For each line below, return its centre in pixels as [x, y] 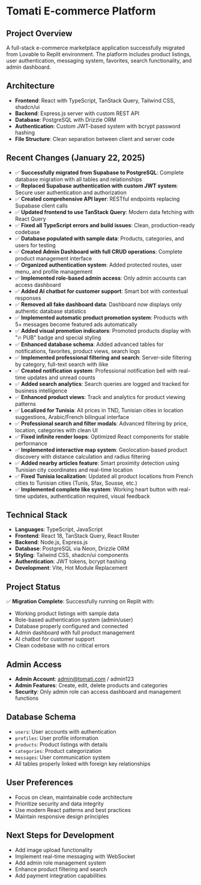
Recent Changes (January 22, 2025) [76, 158]
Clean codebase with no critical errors [62, 646]
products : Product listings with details [61, 744]
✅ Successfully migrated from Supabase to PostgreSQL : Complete [99, 172]
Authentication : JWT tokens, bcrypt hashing [70, 561]
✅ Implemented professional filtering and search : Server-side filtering [103, 357]
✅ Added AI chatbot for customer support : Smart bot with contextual [101, 291]
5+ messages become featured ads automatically [76, 324]
